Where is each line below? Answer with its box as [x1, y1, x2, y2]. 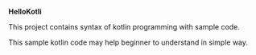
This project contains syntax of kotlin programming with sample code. [8, 22, 240, 31]
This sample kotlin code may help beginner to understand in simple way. [8, 37, 248, 47]
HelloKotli [8, 7, 42, 16]
